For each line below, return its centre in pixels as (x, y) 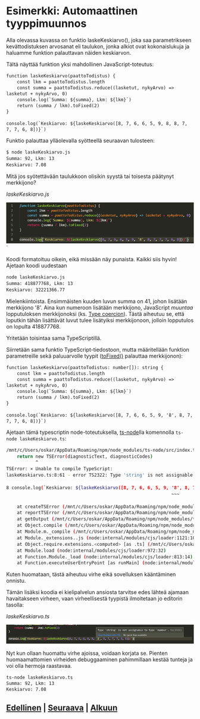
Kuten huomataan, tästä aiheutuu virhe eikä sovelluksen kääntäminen (91, 574)
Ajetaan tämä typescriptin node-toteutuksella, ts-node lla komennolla (90, 432)
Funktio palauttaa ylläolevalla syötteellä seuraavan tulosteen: (80, 140)
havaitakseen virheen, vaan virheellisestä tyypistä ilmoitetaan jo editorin (94, 599)
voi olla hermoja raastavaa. (39, 666)
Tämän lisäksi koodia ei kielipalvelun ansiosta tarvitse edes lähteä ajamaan (98, 592)
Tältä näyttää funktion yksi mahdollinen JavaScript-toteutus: (80, 64)
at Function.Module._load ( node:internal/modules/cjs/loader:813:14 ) (105, 557)
